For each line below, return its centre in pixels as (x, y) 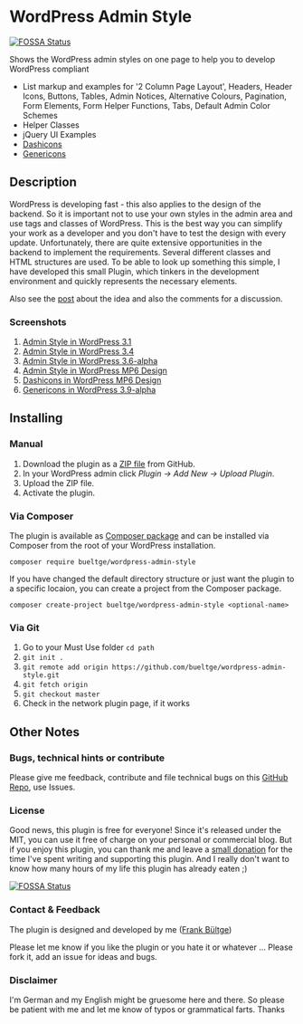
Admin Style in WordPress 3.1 (77, 342)
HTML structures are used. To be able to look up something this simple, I (145, 262)
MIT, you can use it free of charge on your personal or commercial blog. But (151, 840)
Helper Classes (51, 125)
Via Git (24, 627)
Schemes (40, 115)
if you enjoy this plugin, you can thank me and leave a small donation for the (151, 849)
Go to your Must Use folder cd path (89, 647)
